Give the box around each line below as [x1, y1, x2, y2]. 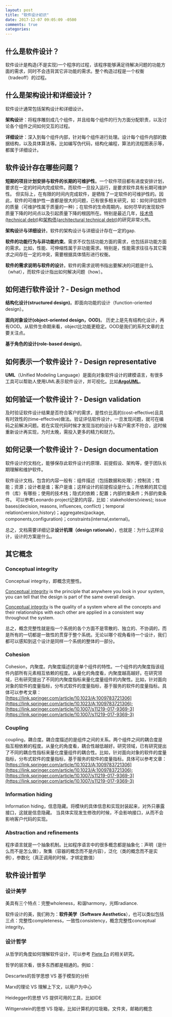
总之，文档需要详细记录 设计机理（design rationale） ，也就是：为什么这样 [5, 527, 160, 533]
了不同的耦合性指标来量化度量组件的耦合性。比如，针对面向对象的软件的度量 [5, 750, 167, 756]
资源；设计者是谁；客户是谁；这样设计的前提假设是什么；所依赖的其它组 [14, 484, 167, 490]
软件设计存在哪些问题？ [5, 163, 79, 172]
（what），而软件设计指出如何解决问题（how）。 [5, 269, 106, 275]
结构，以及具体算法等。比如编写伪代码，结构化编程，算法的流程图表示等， [9, 140, 167, 147]
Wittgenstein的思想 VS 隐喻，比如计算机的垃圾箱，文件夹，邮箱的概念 [5, 1005, 153, 1011]
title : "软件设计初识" [5, 12, 49, 17]
